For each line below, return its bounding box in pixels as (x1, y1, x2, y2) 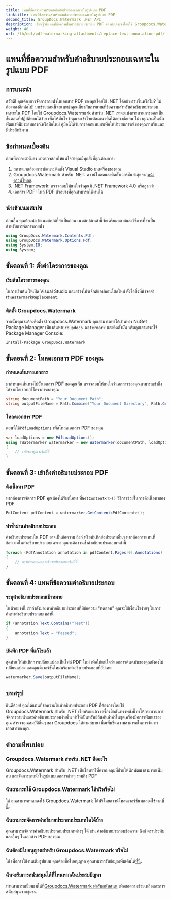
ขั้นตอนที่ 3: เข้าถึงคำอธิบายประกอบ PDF (6, 468, 109, 477)
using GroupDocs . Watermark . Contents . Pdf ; (6, 233, 95, 238)
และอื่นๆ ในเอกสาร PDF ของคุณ (6, 834, 60, 840)
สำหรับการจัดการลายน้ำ (6, 223, 44, 229)
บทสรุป (6, 689, 24, 698)
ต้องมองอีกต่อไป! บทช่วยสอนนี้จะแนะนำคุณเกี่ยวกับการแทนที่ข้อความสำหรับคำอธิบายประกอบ (6, 104, 159, 110)
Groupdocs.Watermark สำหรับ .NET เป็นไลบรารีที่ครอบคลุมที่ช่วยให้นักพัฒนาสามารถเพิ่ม (6, 767, 163, 773)
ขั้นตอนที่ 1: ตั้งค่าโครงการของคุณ (6, 261, 88, 270)
